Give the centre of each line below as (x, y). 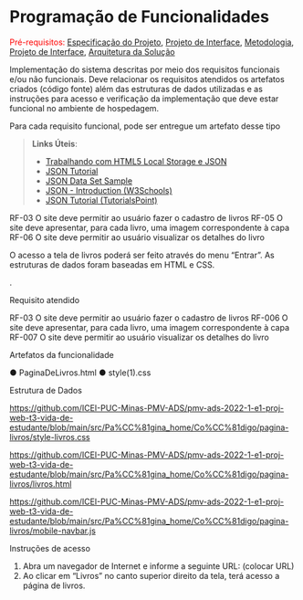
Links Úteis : (54, 143)
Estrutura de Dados (46, 390)
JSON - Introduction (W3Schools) (109, 190)
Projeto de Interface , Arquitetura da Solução (92, 51)
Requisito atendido (45, 300)
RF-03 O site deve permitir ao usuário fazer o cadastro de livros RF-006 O (149, 318)
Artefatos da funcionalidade (62, 354)
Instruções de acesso (50, 548)
